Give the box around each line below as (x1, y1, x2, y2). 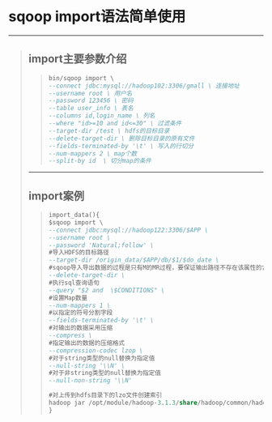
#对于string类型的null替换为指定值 (48, 354, 155, 362)
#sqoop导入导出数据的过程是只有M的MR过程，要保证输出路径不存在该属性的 (48, 264, 262, 272)
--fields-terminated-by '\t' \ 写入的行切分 (48, 142, 194, 150)
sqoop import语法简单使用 (8, 7, 186, 26)
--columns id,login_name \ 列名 (48, 112, 155, 120)
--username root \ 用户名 (48, 89, 133, 97)
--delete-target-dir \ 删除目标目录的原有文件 (48, 134, 195, 143)
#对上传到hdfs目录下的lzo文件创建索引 (48, 391, 163, 399)
